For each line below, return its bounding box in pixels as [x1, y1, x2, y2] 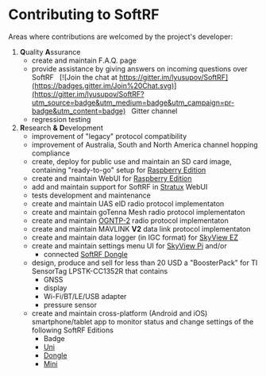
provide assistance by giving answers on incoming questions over [31, 63, 248, 73]
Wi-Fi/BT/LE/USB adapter [43, 291, 127, 301]
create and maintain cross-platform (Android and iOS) [31, 308, 208, 318]
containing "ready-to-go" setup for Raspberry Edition [31, 165, 206, 175]
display [43, 283, 67, 293]
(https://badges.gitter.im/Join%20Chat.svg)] [31, 81, 177, 90]
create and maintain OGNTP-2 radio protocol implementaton [31, 216, 229, 225]
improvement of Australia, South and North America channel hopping [31, 140, 258, 149]
